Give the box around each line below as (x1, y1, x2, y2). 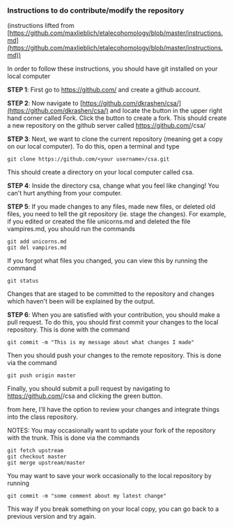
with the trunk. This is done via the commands (7, 433, 140, 442)
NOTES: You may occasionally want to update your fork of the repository (7, 426, 216, 435)
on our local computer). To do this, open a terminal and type (7, 142, 180, 151)
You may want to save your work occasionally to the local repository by (7, 472, 212, 480)
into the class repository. (7, 413, 78, 421)
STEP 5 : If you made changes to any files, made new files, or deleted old (7, 202, 216, 211)
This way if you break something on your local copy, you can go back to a (7, 505, 219, 513)
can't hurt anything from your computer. (7, 189, 123, 198)
